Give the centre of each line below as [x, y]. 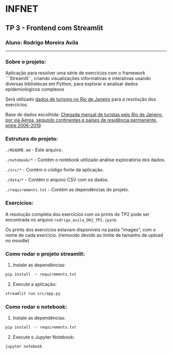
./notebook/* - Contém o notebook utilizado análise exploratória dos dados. [85, 160]
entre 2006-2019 [23, 126]
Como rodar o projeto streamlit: [45, 253]
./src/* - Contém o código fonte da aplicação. [55, 170]
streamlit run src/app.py [33, 293]
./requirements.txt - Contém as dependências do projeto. [67, 190]
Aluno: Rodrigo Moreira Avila [42, 43]
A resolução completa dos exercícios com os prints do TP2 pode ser [78, 214]
